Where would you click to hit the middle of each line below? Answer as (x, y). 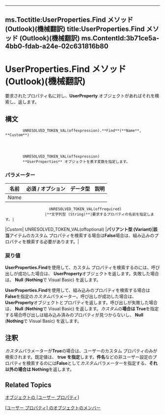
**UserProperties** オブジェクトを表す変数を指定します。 (76, 162)
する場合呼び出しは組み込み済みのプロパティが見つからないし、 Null (74, 315)
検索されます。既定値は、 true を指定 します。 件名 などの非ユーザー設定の (79, 357)
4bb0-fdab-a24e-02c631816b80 (57, 47)
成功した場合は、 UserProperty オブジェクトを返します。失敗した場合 (88, 273)
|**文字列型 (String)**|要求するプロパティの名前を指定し (97, 215)
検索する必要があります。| (53, 242)
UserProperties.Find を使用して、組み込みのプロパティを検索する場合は (78, 290)
